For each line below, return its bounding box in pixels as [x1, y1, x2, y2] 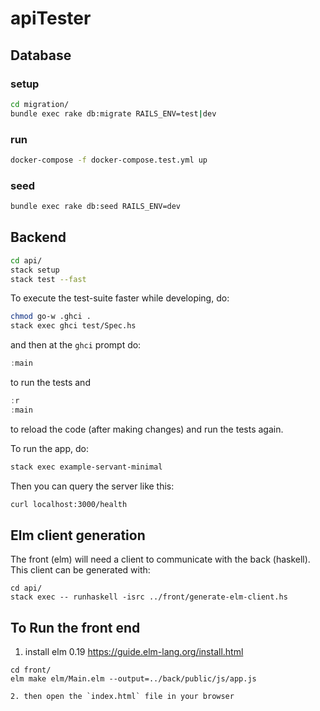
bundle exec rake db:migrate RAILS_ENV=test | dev [10, 108, 217, 119]
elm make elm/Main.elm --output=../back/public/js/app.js [10, 674, 257, 684]
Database [10, 47, 72, 64]
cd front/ [10, 665, 52, 676]
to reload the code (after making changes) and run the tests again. [10, 423, 284, 435]
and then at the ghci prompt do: [10, 339, 142, 351]
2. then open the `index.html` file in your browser [10, 692, 235, 702]
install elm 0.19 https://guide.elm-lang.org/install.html [24, 646, 244, 658]
